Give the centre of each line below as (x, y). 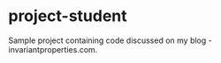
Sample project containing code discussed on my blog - (110, 40)
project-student (68, 16)
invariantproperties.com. (53, 49)
